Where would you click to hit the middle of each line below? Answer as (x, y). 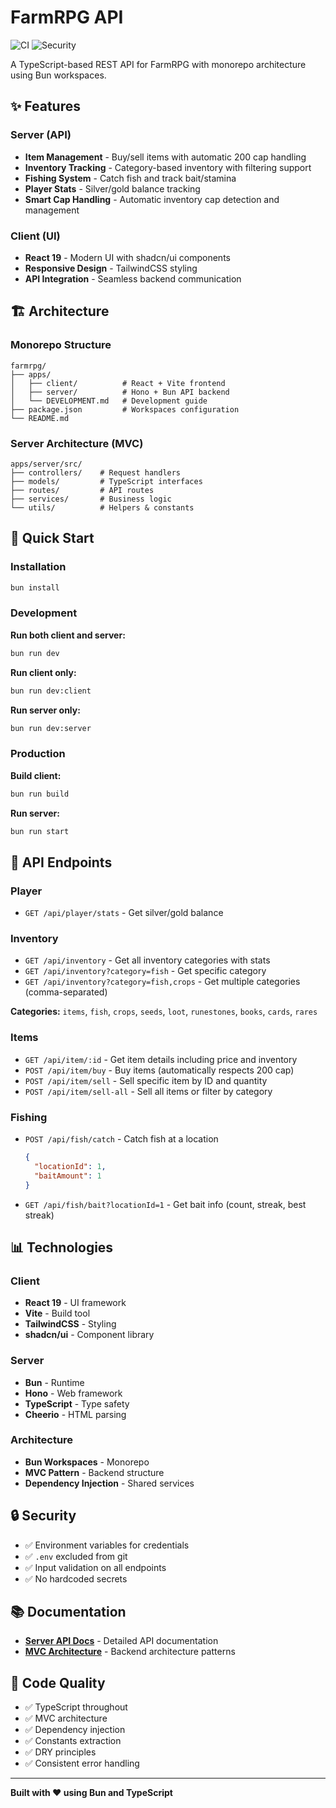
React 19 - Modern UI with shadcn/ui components (127, 257)
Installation (38, 567)
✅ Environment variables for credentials (107, 1545)
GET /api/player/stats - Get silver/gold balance (124, 913)
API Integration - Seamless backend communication (133, 278)
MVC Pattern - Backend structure (94, 1472)
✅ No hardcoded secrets (76, 1578)
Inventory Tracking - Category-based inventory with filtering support (168, 167)
